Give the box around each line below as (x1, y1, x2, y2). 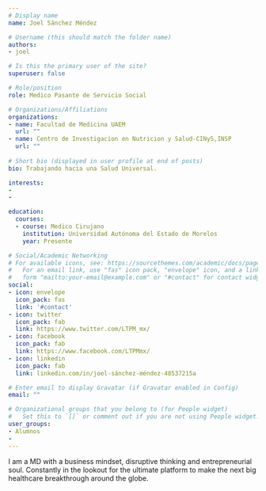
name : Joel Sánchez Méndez (8, 19, 97, 27)
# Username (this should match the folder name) (8, 33, 172, 41)
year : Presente (22, 237, 73, 246)
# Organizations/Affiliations (8, 105, 108, 113)
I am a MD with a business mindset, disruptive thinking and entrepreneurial (8, 456, 252, 466)
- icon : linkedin (8, 354, 66, 363)
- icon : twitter (8, 310, 62, 318)
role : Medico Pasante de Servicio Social (8, 91, 147, 99)
